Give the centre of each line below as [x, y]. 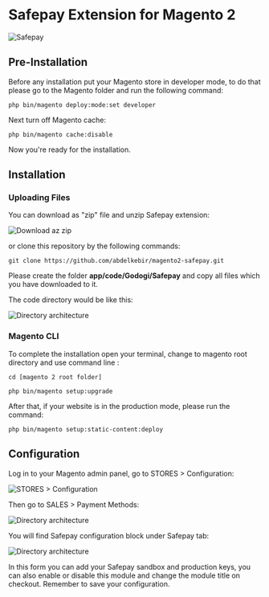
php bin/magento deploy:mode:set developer [82, 105]
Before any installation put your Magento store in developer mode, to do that [134, 81]
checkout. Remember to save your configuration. [89, 583]
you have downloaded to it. [53, 284]
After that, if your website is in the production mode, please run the [119, 406]
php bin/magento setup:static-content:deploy [86, 429]
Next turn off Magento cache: [57, 120]
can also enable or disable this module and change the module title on [124, 575]
